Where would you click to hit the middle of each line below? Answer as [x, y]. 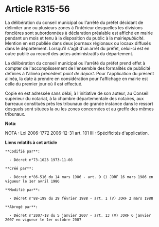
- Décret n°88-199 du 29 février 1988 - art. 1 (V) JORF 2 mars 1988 [81, 198]
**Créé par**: [19, 168]
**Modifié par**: [23, 190]
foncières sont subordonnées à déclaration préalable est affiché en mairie [79, 33]
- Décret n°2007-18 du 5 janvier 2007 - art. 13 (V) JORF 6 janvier [80, 215]
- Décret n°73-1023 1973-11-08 [41, 160]
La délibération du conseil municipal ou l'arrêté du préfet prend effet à [75, 63]
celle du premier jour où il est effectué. [44, 83]
